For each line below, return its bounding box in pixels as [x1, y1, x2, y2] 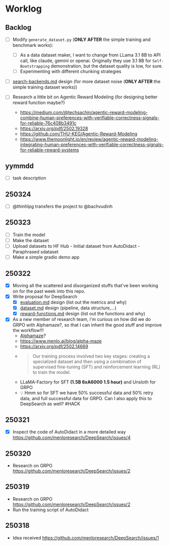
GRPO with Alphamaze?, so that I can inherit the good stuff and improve [12, 322, 162, 328]
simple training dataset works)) [12, 84, 77, 90]
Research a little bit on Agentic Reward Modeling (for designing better [12, 94, 158, 100]
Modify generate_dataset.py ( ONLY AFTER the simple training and [12, 36, 151, 42]
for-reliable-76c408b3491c [20, 120, 77, 126]
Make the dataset [12, 237, 49, 243]
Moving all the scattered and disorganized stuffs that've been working [12, 282, 158, 288]
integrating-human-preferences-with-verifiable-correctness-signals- [20, 142, 164, 148]
